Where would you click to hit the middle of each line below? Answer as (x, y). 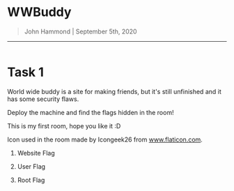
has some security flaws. (43, 99)
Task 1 (25, 72)
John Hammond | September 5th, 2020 (80, 31)
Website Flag (36, 153)
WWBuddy (39, 12)
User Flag (31, 166)
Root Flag (31, 180)
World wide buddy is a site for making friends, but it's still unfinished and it (114, 91)
